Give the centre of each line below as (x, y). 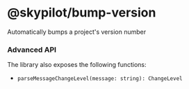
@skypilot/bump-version (82, 13)
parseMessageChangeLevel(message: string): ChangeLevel (100, 79)
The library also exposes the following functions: (77, 65)
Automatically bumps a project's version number (77, 32)
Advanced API (32, 50)
